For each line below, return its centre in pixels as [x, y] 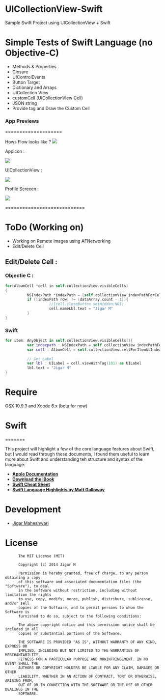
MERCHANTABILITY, [23, 655]
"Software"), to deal [27, 586]
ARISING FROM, [20, 681]
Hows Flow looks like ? [28, 142]
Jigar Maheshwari [30, 523]
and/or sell [17, 603]
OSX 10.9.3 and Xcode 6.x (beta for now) [46, 406]
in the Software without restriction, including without [78, 590]
